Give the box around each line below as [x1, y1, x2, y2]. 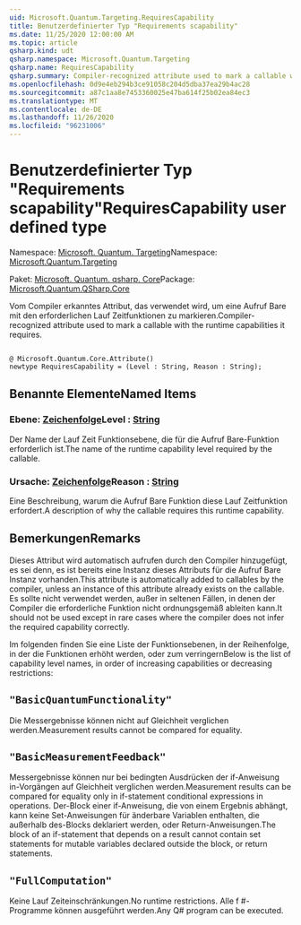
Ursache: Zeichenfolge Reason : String [9, 475, 179, 488]
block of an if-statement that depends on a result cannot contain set [9, 829, 262, 840]
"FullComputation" [9, 874, 112, 887]
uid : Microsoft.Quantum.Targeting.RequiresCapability [9, 13, 215, 22]
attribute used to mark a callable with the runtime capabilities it [53, 319, 285, 330]
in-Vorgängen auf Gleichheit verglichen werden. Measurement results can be [9, 782, 292, 792]
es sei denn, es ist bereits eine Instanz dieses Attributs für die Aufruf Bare [9, 564, 282, 575]
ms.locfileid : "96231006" [9, 122, 106, 131]
